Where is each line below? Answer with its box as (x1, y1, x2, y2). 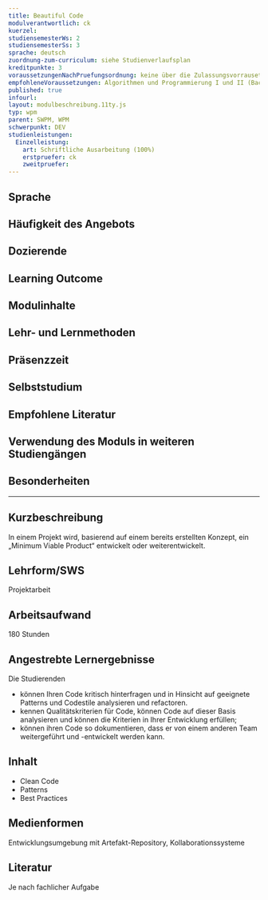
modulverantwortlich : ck (8, 19, 91, 27)
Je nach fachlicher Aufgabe (8, 882, 100, 892)
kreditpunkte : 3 (8, 64, 62, 72)
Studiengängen (8, 447, 87, 461)
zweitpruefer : (22, 161, 69, 169)
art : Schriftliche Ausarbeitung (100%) (22, 146, 156, 154)
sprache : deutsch (8, 49, 66, 57)
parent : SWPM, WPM (8, 116, 69, 124)
